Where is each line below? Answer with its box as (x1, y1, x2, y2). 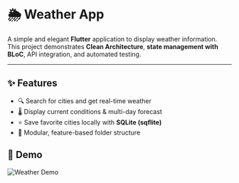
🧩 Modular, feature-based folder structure (17, 128, 141, 137)
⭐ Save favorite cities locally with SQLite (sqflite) (17, 117, 162, 126)
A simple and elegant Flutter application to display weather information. (7, 34, 218, 43)
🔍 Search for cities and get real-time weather (17, 96, 152, 105)
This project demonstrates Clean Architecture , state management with (7, 42, 218, 51)
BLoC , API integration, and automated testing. (7, 50, 142, 58)
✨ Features (7, 77, 58, 90)
